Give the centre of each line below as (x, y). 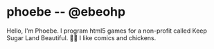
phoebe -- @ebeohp (66, 12)
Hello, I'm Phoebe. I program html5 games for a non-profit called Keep (107, 31)
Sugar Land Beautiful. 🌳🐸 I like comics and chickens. (81, 37)
